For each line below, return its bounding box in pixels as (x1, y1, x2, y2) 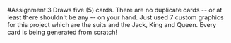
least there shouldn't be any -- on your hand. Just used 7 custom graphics (7, 13, 224, 21)
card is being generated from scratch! (7, 28, 118, 36)
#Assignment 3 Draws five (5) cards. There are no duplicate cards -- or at (7, 6, 223, 14)
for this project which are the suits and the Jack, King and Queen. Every (7, 21, 217, 28)
